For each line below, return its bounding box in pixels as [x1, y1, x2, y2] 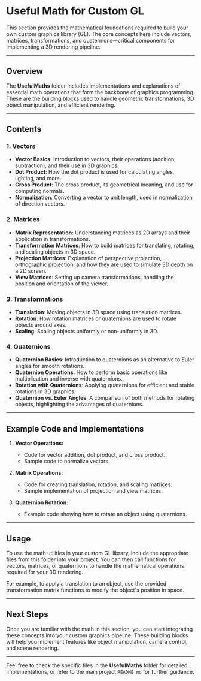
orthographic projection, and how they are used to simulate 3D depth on [14, 261, 193, 268]
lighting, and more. [14, 175, 62, 182]
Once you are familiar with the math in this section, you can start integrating [6, 625, 193, 632]
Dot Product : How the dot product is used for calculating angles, [14, 168, 175, 176]
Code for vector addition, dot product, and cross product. [23, 451, 166, 459]
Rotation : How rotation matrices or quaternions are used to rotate [14, 315, 177, 322]
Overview [6, 66, 44, 76]
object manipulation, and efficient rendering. [6, 101, 115, 109]
